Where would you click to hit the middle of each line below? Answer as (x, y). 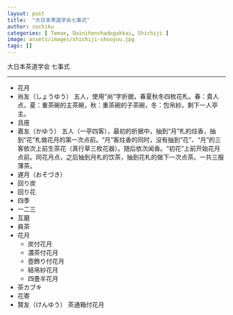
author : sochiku (31, 26)
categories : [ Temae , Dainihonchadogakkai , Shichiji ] (88, 33)
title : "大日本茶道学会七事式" (49, 20)
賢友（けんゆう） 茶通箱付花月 (61, 305)
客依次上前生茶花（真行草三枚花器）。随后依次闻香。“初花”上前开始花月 (119, 148)
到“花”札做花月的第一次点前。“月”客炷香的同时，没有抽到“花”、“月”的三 (119, 140)
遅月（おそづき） (42, 174)
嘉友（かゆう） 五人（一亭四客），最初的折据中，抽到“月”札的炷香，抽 (116, 131)
